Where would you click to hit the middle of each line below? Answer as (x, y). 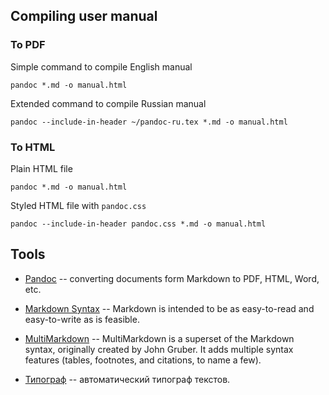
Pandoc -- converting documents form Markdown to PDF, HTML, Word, (172, 278)
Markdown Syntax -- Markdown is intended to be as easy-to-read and (169, 308)
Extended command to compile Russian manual (108, 103)
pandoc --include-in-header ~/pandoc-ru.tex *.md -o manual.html (149, 122)
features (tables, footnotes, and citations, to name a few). (143, 360)
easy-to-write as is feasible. (82, 319)
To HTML (33, 147)
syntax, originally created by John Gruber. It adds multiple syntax (159, 349)
